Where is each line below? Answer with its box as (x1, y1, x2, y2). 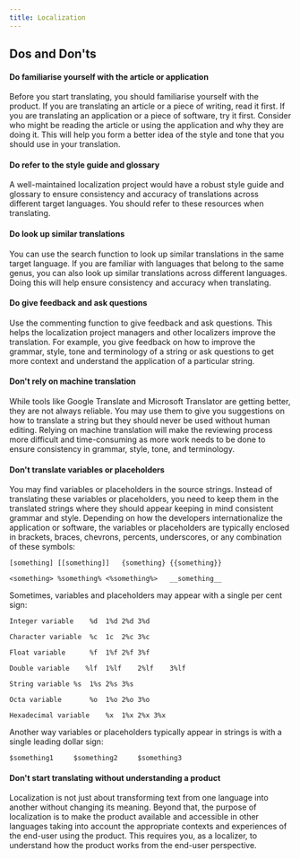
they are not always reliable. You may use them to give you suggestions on (9, 405, 285, 417)
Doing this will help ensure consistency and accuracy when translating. (9, 277, 271, 288)
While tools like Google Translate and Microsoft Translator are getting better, (9, 396, 291, 407)
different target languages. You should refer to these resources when (9, 198, 264, 209)
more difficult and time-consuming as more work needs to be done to (9, 434, 266, 445)
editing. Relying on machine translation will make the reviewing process (9, 425, 273, 436)
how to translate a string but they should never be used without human (9, 415, 270, 426)
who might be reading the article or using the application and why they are (9, 120, 284, 131)
